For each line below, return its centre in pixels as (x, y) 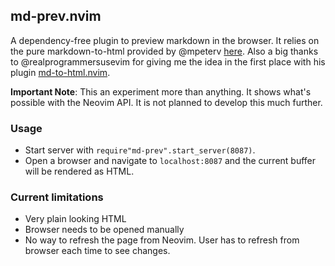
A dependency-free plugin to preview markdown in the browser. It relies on (165, 40)
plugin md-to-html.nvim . (60, 72)
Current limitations (57, 197)
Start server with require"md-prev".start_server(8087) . (140, 150)
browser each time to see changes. (97, 251)
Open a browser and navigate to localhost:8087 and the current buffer (170, 161)
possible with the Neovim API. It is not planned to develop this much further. (166, 102)
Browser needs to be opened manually (104, 230)
